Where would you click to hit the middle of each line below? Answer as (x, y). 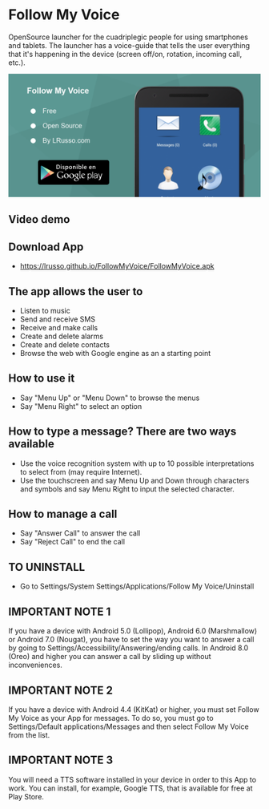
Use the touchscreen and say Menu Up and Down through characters (134, 480)
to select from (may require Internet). (81, 471)
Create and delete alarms (62, 336)
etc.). (17, 63)
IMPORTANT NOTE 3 (61, 760)
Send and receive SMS (58, 319)
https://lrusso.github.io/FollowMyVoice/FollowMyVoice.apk (117, 266)
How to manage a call (63, 514)
